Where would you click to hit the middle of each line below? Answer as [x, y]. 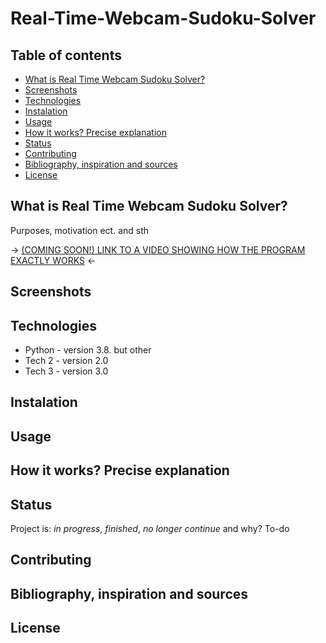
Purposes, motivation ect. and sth [80, 230]
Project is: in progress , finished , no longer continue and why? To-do [150, 528]
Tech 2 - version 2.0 [66, 361]
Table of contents [66, 55]
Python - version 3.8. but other [88, 350]
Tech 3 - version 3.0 [66, 371]
